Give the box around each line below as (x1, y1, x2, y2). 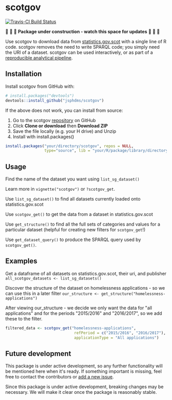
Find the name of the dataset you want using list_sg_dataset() (5, 176, 140, 182)
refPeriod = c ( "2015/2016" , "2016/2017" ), (74, 330, 166, 335)
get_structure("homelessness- (101, 291, 166, 296)
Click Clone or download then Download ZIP (12, 123, 108, 129)
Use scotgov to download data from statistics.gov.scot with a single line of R (5, 38, 167, 45)
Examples (5, 257, 37, 266)
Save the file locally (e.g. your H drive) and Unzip (12, 128, 117, 134)
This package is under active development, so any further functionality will (5, 363, 163, 369)
